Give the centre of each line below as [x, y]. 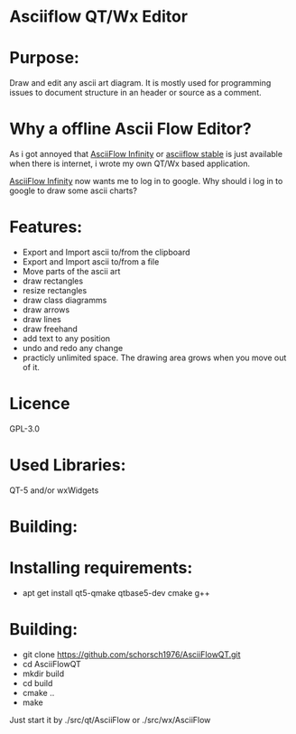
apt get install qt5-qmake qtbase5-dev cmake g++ [116, 593]
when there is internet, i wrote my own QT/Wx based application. [130, 163]
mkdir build [43, 674]
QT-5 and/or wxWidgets [54, 490]
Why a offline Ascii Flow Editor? [130, 129]
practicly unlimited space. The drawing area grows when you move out [154, 358]
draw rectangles [53, 281]
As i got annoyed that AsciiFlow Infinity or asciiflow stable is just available [146, 154]
